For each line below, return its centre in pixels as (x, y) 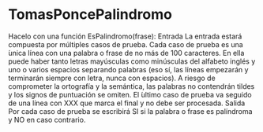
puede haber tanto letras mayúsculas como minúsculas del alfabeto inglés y (132, 61)
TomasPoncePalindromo (90, 15)
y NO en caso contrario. (47, 119)
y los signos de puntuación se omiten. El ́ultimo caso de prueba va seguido (130, 94)
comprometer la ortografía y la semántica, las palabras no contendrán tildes (131, 86)
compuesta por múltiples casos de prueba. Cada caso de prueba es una (126, 44)
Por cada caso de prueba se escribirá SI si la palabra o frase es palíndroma (130, 111)
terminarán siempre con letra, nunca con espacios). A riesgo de (112, 78)
